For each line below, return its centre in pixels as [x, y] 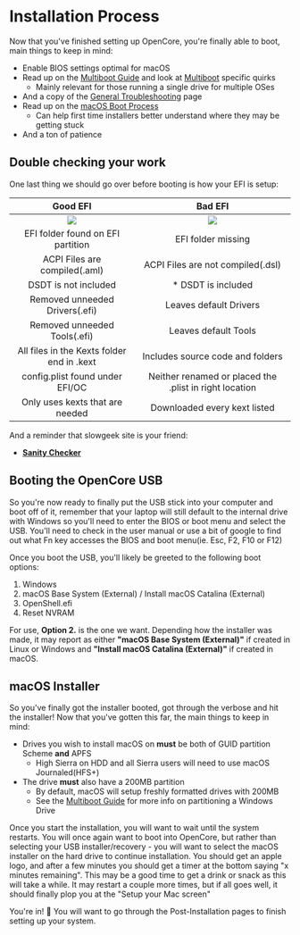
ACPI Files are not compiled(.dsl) [212, 264]
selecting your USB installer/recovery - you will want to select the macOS [144, 847]
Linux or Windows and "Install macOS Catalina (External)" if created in [142, 648]
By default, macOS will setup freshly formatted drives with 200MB [157, 791]
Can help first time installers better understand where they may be [157, 115]
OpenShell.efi [47, 603]
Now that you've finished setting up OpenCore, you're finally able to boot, [145, 41]
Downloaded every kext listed [212, 407]
